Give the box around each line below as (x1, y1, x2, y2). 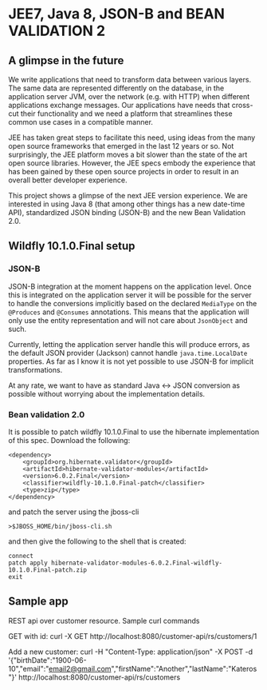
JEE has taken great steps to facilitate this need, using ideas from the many (8, 133, 256, 142)
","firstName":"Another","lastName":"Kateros (111, 664, 257, 673)
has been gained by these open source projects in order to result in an (8, 167, 239, 176)
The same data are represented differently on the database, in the (8, 83, 225, 93)
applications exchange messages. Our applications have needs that (8, 101, 230, 110)
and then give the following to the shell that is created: (8, 536, 187, 546)
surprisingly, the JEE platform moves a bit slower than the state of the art (8, 150, 248, 159)
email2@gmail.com (49, 664, 112, 673)
